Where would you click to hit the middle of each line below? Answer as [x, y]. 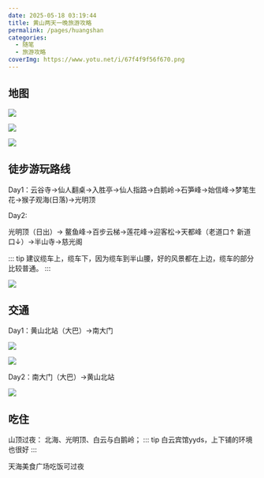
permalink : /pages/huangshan [56, 30]
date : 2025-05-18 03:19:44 [52, 15]
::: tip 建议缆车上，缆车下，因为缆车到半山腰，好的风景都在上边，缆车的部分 [131, 258]
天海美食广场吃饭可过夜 [46, 466]
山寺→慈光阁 [62, 241]
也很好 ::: [23, 450]
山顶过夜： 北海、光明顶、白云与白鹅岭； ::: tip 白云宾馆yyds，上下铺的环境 [130, 440]
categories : [28, 38]
